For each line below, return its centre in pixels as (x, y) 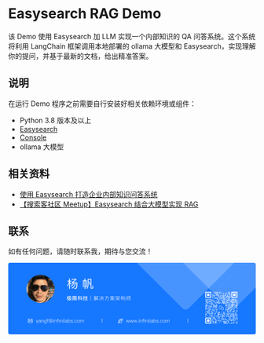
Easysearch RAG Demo (85, 14)
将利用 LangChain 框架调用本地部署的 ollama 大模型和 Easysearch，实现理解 (132, 46)
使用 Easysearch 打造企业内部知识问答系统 (89, 194)
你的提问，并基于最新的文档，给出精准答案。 (81, 56)
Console (33, 137)
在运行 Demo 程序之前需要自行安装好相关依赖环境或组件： (102, 104)
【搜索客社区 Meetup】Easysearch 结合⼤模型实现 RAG (109, 204)
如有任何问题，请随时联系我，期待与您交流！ (81, 251)
